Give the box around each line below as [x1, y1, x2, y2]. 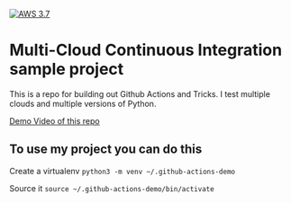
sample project [9, 59, 124, 80]
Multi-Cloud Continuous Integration [9, 40, 282, 60]
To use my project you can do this [9, 142, 203, 157]
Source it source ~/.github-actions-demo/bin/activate [9, 182, 214, 193]
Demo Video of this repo [9, 115, 101, 126]
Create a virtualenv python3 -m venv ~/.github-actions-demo [9, 165, 236, 176]
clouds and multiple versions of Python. [9, 98, 157, 109]
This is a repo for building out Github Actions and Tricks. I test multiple [9, 88, 270, 99]
